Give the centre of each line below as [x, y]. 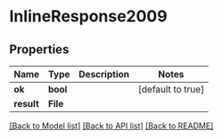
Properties [39, 49]
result [27, 104]
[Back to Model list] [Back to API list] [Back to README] [111, 126]
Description [104, 74]
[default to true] [171, 89]
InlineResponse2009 [88, 16]
